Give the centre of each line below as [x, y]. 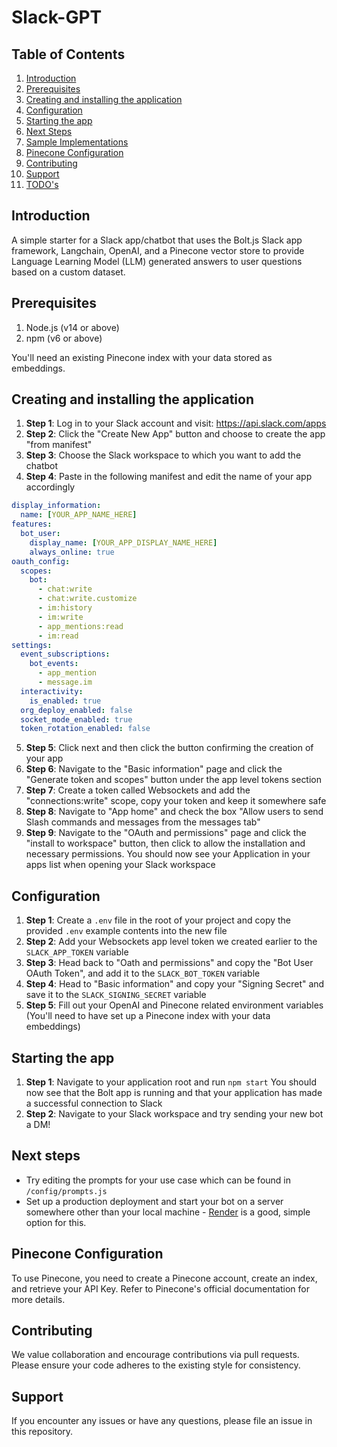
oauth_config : [41, 561]
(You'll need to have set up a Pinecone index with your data [148, 1016]
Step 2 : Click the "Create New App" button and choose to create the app [175, 434]
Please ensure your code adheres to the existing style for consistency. [156, 1365]
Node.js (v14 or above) [72, 327]
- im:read [58, 636]
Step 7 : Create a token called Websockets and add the [138, 790]
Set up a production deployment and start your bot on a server [154, 1201]
